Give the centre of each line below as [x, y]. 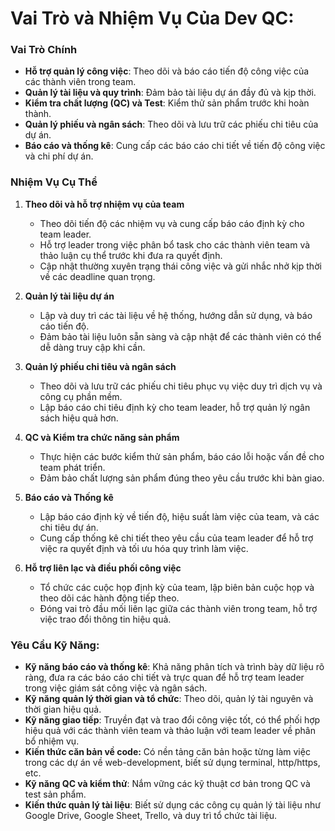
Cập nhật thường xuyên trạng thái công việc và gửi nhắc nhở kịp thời [180, 266]
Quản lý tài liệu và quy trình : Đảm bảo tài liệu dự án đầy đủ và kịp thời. [170, 93]
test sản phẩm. [55, 794]
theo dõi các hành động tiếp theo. [109, 598]
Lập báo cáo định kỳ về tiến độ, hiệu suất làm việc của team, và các [179, 516]
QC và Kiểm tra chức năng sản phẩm [102, 437]
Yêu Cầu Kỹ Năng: [55, 645]
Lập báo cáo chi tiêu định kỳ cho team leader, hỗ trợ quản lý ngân [175, 407]
